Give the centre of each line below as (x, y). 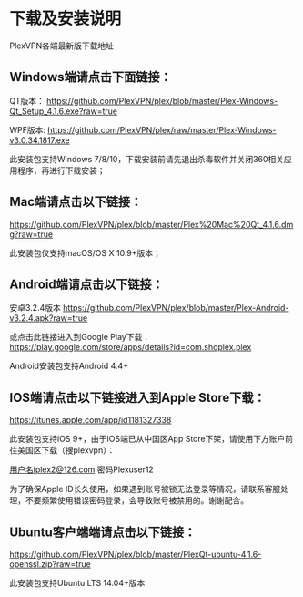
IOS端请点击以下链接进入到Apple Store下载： (137, 397)
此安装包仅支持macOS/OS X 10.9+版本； (86, 252)
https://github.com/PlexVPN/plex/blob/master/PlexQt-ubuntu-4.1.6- (136, 554)
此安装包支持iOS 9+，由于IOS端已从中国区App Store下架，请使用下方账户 (147, 439)
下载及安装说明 (66, 19)
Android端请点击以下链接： (86, 284)
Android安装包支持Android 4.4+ (69, 366)
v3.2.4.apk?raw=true (49, 318)
